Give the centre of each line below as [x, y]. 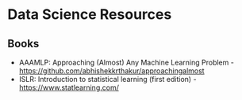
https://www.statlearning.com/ [69, 87]
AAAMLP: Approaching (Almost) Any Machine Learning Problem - [127, 62]
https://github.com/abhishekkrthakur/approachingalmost [111, 71]
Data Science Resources [90, 15]
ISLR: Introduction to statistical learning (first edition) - [108, 79]
